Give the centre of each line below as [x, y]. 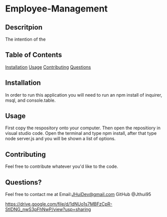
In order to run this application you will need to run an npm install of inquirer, [84, 95]
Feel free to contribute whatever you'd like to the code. [62, 166]
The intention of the [25, 39]
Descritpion [24, 27]
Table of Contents [34, 55]
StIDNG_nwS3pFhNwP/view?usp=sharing [48, 209]
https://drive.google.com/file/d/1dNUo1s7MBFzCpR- [59, 204]
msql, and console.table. [30, 100]
